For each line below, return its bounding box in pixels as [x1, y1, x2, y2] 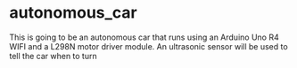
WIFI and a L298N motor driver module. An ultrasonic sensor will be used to [9, 41, 288, 51]
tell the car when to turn [9, 50, 97, 61]
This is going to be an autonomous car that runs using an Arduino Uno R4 [9, 32, 279, 42]
